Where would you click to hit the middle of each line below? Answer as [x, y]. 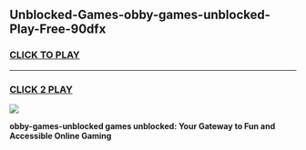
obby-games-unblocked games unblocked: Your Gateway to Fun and [143, 125]
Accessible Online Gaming [61, 135]
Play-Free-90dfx [58, 30]
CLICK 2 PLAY [41, 89]
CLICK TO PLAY [45, 55]
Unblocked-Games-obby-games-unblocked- [140, 15]
